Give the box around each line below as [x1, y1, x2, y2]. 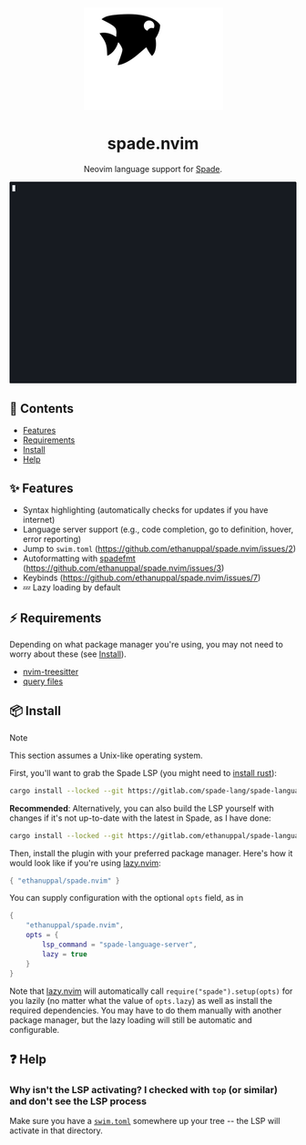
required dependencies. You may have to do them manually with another [9, 1005, 282, 1016]
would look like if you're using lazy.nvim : [9, 857, 161, 868]
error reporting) [22, 534, 82, 545]
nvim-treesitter [22, 667, 79, 678]
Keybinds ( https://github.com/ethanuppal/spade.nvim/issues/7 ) [22, 572, 261, 584]
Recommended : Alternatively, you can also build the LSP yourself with [9, 803, 275, 813]
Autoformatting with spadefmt [22, 553, 137, 564]
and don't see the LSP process [9, 1095, 148, 1108]
